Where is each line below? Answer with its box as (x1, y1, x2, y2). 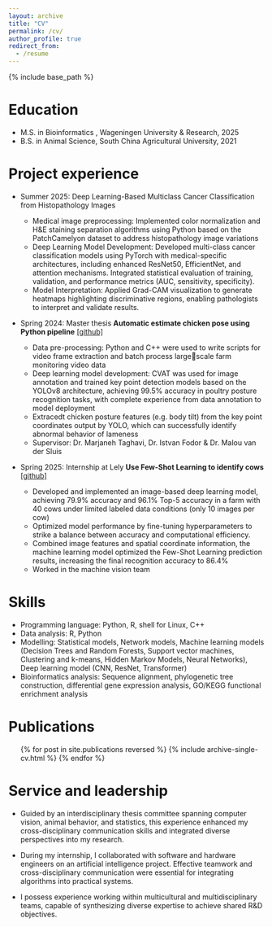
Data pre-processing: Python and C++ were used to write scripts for (32, 343, 261, 352)
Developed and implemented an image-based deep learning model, (32, 486, 258, 496)
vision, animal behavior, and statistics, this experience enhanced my (19, 817, 248, 827)
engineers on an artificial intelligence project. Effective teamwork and (19, 859, 253, 868)
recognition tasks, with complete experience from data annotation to (32, 394, 261, 404)
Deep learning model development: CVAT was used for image (32, 368, 239, 378)
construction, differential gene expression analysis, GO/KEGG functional (19, 680, 261, 690)
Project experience (8, 164, 140, 183)
